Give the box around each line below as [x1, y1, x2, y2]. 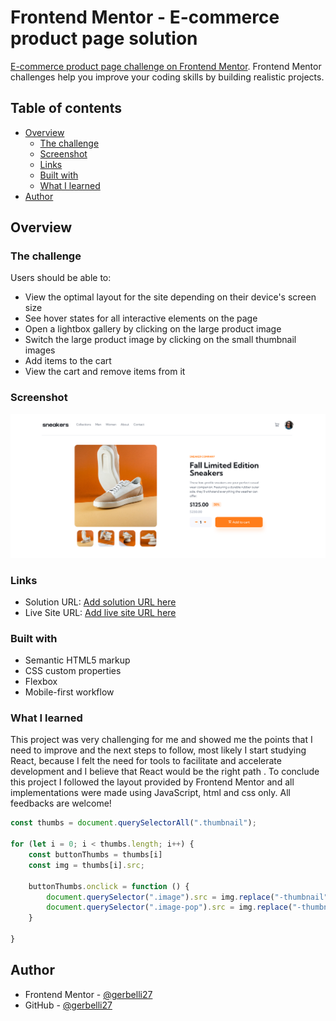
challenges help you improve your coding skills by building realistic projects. [10, 71, 325, 83]
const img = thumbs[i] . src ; [28, 860, 145, 870]
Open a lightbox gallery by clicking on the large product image [24, 323, 282, 335]
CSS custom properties [24, 665, 122, 677]
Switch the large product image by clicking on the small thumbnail [24, 334, 297, 346]
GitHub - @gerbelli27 [24, 999, 113, 1011]
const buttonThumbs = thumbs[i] [28, 850, 163, 860]
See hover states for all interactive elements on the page [24, 312, 258, 325]
